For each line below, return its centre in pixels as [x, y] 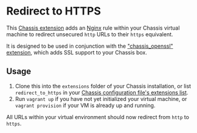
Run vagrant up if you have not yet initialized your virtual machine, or [101, 99]
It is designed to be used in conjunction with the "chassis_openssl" [90, 46]
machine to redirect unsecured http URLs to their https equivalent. [90, 34]
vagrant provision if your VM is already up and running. [85, 105]
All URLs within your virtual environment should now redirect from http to [98, 117]
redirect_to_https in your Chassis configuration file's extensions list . [102, 92]
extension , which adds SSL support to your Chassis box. [77, 52]
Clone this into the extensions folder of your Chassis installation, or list [103, 86]
